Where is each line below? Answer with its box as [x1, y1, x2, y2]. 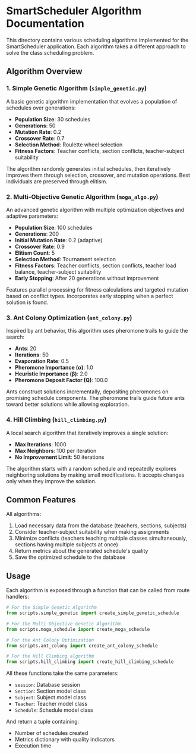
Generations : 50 [14, 122, 56, 129]
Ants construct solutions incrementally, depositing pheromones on [6, 388, 169, 395]
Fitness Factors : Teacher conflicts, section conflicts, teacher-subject [14, 147, 185, 154]
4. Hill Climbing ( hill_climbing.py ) [6, 415, 107, 424]
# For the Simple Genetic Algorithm [6, 605, 97, 611]
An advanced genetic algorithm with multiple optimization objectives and [6, 206, 185, 213]
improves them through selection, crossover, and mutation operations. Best [6, 171, 191, 179]
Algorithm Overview [6, 67, 83, 77]
